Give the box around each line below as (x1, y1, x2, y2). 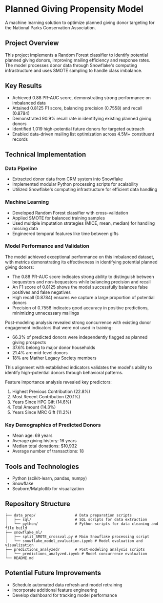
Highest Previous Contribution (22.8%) (12, 388, 90, 394)
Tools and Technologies (5, 462, 80, 471)
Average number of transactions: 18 (12, 448, 84, 454)
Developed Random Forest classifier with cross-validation (12, 210, 128, 215)
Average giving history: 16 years (12, 438, 77, 444)
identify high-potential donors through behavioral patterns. (5, 369, 123, 375)
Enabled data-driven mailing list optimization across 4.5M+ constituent (12, 131, 155, 137)
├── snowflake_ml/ (5, 530, 42, 535)
